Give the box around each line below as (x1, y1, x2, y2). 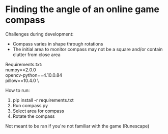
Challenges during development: (5, 31, 74, 37)
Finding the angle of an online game (5, 4, 159, 15)
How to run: (5, 87, 30, 93)
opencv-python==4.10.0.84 (5, 72, 63, 78)
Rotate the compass (12, 113, 55, 119)
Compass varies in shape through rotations (12, 40, 103, 47)
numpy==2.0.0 (5, 67, 37, 73)
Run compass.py (12, 102, 48, 108)
